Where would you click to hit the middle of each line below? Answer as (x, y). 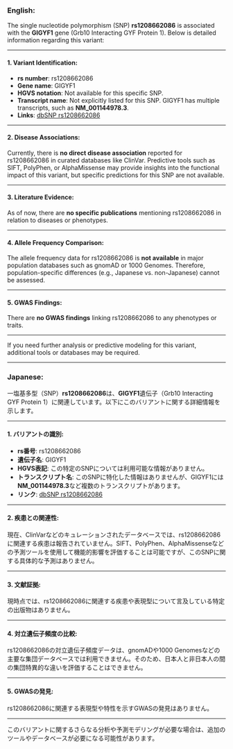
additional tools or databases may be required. (74, 353)
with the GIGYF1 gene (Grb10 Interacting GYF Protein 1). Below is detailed (112, 33)
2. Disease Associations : (44, 137)
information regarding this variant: (56, 40)
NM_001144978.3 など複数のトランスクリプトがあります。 (100, 485)
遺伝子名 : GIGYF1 (42, 460)
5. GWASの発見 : (31, 691)
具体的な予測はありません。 (59, 561)
